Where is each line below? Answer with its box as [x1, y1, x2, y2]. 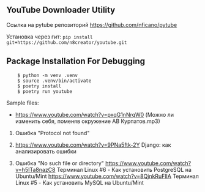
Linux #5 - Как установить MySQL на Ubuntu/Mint [15, 179, 144, 186]
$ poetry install [17, 83, 62, 89]
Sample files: [6, 99, 39, 106]
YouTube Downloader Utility [6, 5, 116, 15]
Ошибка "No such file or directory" [15, 159, 104, 167]
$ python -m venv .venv [17, 72, 78, 78]
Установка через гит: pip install [6, 33, 93, 40]
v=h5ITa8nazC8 [15, 166, 56, 173]
